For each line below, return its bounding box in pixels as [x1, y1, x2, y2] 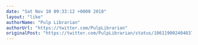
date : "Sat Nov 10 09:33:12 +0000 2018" [6, 8, 107, 15]
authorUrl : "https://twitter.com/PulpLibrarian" [6, 25, 128, 31]
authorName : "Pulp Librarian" [6, 19, 81, 25]
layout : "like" [6, 14, 44, 20]
